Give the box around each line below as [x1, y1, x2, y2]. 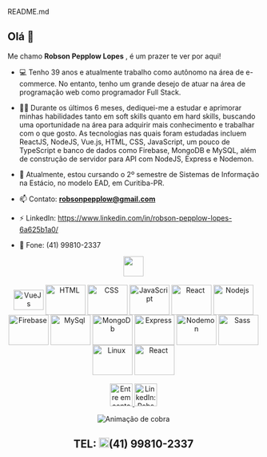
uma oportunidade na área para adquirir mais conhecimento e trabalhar [18, 119, 255, 129]
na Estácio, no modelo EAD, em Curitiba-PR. [18, 178, 165, 188]
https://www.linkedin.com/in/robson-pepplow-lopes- [58, 212, 233, 223]
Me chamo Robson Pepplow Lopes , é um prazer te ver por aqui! [7, 51, 221, 61]
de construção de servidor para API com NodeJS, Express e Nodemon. [18, 154, 254, 164]
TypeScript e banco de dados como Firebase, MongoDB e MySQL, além [18, 145, 257, 155]
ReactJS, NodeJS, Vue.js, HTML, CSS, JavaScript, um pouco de [18, 136, 230, 147]
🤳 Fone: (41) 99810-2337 [18, 240, 102, 249]
